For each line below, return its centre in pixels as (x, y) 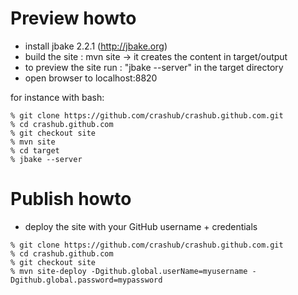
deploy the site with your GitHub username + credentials (141, 226)
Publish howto (71, 199)
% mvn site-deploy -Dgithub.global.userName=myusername (129, 271)
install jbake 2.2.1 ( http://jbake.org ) (96, 46)
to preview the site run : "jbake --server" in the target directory (154, 67)
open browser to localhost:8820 (91, 78)
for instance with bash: (57, 97)
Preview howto (73, 18)
